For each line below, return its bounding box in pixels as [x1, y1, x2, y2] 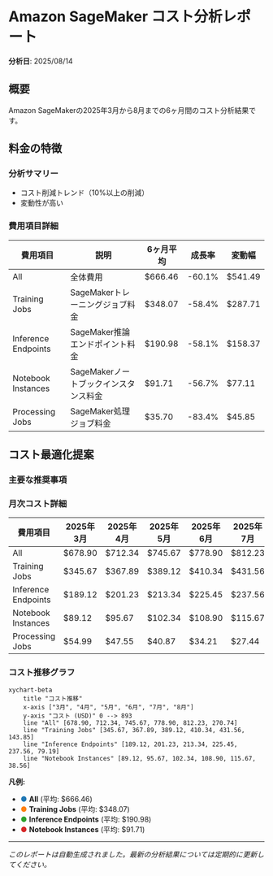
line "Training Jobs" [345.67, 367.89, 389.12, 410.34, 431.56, [23, 726, 245, 734]
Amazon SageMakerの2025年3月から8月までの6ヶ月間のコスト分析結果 [8, 105, 249, 115]
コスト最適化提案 [8, 448, 94, 462]
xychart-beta [8, 686, 53, 694]
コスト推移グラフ [8, 667, 76, 679]
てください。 [8, 859, 51, 869]
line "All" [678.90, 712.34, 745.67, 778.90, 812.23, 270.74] [23, 718, 238, 727]
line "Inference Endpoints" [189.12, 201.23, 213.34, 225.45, [23, 740, 238, 748]
